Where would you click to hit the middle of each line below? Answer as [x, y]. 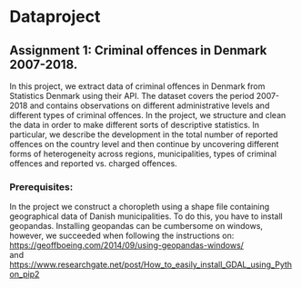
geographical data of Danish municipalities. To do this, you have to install [146, 216]
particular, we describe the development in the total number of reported [144, 134]
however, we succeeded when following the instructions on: [122, 236]
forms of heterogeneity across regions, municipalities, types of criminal [143, 154]
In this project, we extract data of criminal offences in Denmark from [137, 86]
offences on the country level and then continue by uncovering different [144, 144]
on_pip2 [25, 274]
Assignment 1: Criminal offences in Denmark [138, 50]
